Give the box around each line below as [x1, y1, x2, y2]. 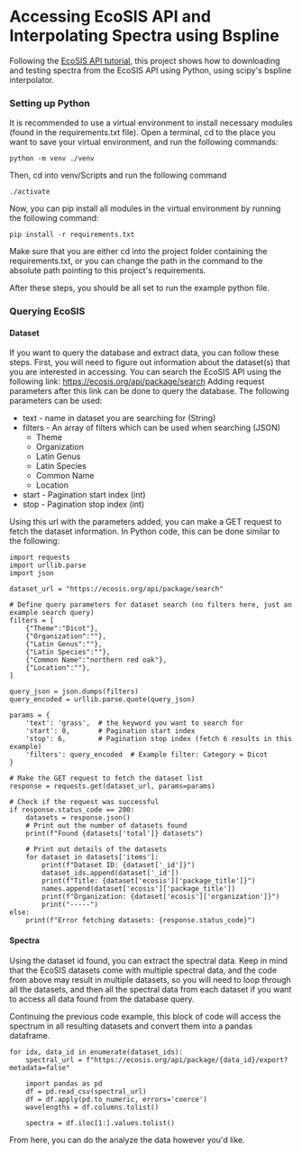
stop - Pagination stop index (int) [22, 499, 145, 510]
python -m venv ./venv [9, 154, 95, 163]
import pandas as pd [25, 1079, 103, 1088]
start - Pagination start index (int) [22, 490, 146, 500]
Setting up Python [9, 96, 90, 109]
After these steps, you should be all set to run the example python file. [9, 282, 270, 294]
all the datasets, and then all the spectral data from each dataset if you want [9, 984, 292, 994]
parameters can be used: [9, 395, 103, 407]
